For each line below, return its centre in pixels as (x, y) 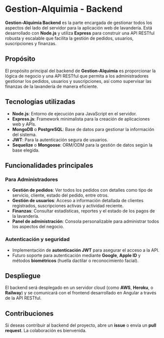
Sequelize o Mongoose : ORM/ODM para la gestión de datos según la (82, 145)
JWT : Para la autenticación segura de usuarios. (60, 140)
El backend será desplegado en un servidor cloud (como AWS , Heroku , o (79, 287)
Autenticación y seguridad (37, 239)
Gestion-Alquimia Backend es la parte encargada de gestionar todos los (79, 23)
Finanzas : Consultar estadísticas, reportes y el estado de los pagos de (83, 211)
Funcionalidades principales (49, 165)
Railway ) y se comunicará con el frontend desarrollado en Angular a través (81, 293)
